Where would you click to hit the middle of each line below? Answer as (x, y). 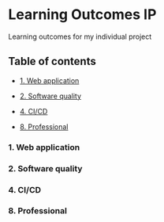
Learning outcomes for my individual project (80, 36)
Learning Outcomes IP (82, 15)
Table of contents (52, 61)
